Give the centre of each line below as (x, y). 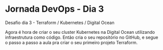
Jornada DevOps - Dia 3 (55, 9)
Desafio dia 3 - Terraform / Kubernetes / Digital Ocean (60, 23)
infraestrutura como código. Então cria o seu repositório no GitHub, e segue (81, 37)
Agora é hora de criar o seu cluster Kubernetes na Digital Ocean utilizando (80, 32)
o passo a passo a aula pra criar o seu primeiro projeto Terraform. (71, 42)
